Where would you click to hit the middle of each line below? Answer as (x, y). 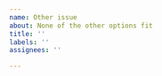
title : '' (28, 34)
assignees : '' (36, 50)
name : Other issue (43, 17)
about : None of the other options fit (81, 26)
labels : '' (29, 42)
